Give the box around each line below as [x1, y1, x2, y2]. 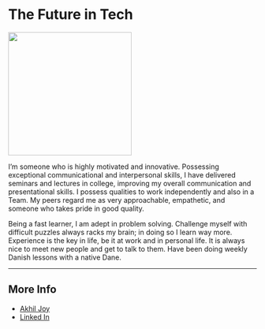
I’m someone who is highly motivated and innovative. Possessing [8, 162, 219, 171]
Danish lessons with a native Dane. [8, 252, 122, 262]
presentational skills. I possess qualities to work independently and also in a [8, 187, 255, 196]
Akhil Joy [19, 304, 50, 313]
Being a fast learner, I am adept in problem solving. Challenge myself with [8, 219, 248, 228]
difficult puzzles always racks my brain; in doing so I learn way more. [8, 227, 233, 237]
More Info [8, 282, 57, 297]
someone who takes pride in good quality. [8, 204, 144, 213]
